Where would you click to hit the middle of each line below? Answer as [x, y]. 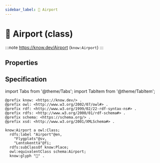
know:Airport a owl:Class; [33, 130]
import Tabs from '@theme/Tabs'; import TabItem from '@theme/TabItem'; [80, 91]
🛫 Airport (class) [39, 34]
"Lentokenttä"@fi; [33, 143]
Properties [22, 62]
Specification [26, 80]
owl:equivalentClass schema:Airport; [48, 151]
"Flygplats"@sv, [31, 139]
